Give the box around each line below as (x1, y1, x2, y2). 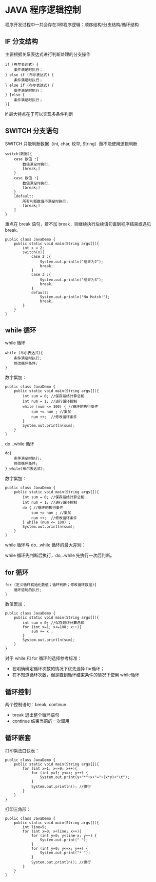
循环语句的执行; (14, 588, 42, 593)
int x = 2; (22, 245, 45, 250)
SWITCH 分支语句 (5, 127, 58, 135)
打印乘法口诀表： (5, 748, 39, 754)
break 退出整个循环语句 (12, 712, 59, 718)
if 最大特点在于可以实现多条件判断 (5, 111, 73, 117)
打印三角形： (5, 806, 31, 812)
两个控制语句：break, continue (5, 702, 67, 707)
